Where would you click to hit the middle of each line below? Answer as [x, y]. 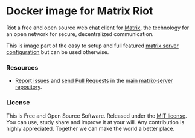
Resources [22, 67]
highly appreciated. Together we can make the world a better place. [91, 128]
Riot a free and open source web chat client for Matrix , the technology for [98, 28]
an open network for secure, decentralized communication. [80, 34]
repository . [28, 87]
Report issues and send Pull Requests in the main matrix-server [94, 81]
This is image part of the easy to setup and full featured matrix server [93, 46]
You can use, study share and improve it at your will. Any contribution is [95, 122]
